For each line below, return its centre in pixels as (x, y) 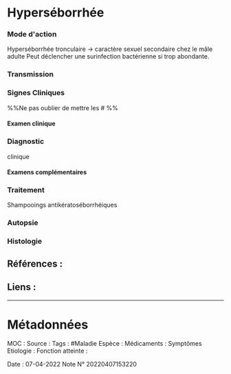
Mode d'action (32, 34)
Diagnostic (26, 141)
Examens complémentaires (47, 172)
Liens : (22, 287)
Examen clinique (32, 124)
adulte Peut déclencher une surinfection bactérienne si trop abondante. (108, 56)
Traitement (26, 190)
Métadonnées (48, 324)
